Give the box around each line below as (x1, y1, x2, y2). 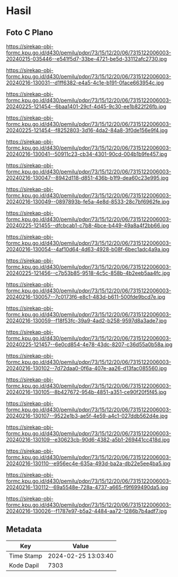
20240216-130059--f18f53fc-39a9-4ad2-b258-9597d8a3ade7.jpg (6, 317, 167, 324)
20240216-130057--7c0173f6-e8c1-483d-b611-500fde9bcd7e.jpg (6, 293, 166, 300)
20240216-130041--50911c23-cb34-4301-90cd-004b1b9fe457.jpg (6, 151, 167, 158)
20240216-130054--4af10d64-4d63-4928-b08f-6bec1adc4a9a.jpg (6, 246, 170, 252)
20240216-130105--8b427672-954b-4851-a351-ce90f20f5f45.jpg (6, 388, 167, 395)
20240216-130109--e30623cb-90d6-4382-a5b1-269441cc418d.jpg (6, 436, 170, 443)
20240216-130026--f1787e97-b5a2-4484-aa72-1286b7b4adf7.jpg (6, 508, 167, 514)
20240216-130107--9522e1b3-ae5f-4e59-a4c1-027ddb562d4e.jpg (6, 412, 168, 419)
